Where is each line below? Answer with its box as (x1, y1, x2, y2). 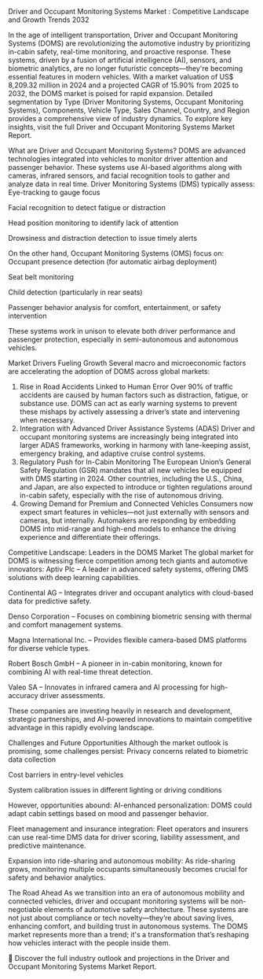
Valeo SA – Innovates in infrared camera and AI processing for (8, 682, 210, 692)
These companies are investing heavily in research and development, (8, 706, 233, 715)
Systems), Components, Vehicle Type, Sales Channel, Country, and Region (8, 105, 250, 115)
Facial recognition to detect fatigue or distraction (8, 203, 166, 212)
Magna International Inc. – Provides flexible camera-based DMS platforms (8, 635, 247, 645)
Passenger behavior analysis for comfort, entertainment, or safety (8, 303, 221, 312)
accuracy (8, 691, 38, 700)
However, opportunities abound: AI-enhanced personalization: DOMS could (8, 800, 253, 810)
